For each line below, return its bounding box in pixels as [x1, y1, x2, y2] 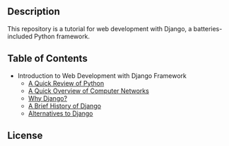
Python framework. [34, 32, 90, 40]
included [7, 32, 33, 40]
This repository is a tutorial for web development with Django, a [7, 24, 192, 33]
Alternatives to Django [28, 109, 93, 118]
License [7, 130, 43, 142]
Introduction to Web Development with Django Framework [17, 71, 187, 80]
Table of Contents [7, 52, 88, 64]
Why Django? [28, 94, 68, 102]
